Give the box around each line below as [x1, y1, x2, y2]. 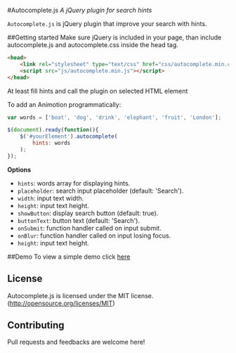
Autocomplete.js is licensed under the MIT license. [7, 291, 154, 300]
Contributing [7, 319, 65, 331]
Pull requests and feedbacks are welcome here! [7, 338, 145, 347]
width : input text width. [17, 193, 84, 203]
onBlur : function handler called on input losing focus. [17, 231, 171, 240]
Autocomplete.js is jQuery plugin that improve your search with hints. [7, 20, 207, 27]
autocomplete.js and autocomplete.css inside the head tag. [7, 41, 179, 49]
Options [7, 165, 32, 174]
